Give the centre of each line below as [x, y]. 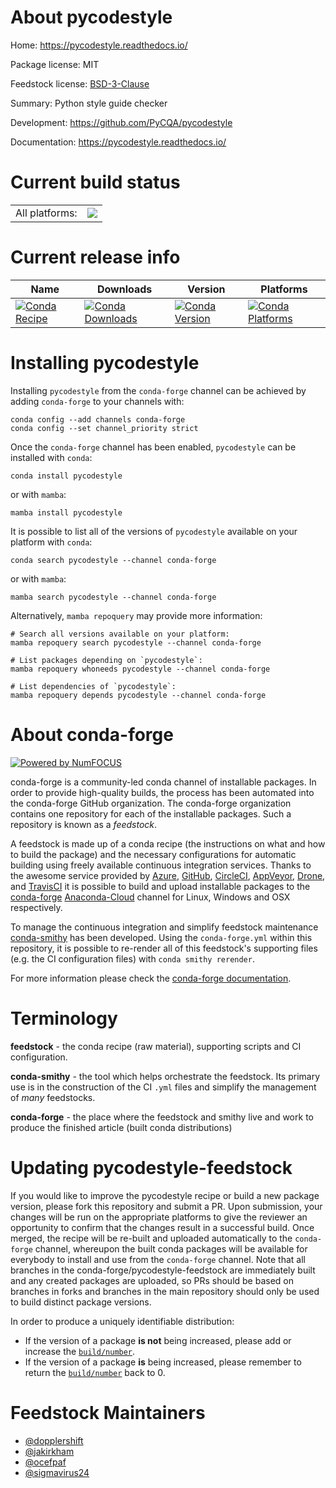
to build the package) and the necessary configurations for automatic [153, 854]
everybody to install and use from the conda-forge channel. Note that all [158, 1259]
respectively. [36, 907]
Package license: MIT [55, 64]
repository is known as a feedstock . [84, 824]
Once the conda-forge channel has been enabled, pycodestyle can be [153, 447]
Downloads [124, 289]
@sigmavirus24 [57, 1472]
